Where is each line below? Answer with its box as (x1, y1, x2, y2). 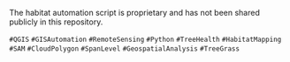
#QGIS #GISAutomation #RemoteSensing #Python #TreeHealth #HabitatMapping (9, 35, 282, 44)
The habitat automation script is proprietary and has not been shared (9, 8, 261, 17)
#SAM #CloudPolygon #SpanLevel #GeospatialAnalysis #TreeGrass (9, 45, 240, 53)
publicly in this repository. (9, 17, 103, 27)
